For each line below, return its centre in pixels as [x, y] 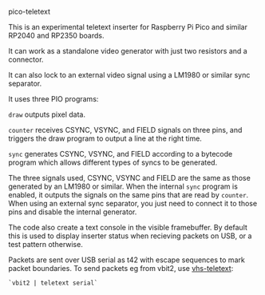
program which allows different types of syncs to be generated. [113, 162]
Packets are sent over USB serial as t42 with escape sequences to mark [127, 260]
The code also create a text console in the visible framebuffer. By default [128, 227]
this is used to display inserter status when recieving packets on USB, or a [130, 236]
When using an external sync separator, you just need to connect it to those [133, 203]
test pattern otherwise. [46, 244]
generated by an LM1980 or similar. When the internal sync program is [123, 186]
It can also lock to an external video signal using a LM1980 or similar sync [129, 75]
